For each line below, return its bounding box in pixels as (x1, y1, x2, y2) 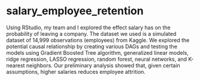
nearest (6, 61, 25, 69)
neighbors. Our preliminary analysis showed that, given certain (26, 61, 180, 69)
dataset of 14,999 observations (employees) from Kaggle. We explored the (6, 36, 190, 43)
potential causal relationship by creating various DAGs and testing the (6, 43, 178, 50)
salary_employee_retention (6, 4, 144, 18)
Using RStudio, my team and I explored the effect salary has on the (6, 24, 171, 31)
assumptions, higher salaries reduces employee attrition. (6, 68, 146, 75)
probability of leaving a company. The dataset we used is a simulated (6, 30, 177, 37)
